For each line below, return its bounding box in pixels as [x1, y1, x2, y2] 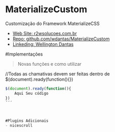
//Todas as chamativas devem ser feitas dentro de [5, 70, 110, 77]
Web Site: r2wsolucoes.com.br [12, 30, 77, 36]
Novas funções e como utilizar [17, 61, 82, 67]
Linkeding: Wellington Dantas [12, 41, 74, 47]
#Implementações [5, 51, 43, 57]
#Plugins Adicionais [5, 118, 49, 123]
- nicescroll [5, 123, 33, 128]
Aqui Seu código [14, 91, 49, 96]
